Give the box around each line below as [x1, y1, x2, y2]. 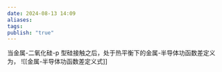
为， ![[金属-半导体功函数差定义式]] [7, 58, 108, 66]
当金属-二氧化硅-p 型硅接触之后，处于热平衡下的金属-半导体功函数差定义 [7, 49, 216, 57]
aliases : [7, 16, 33, 23]
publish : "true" [7, 29, 54, 36]
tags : [7, 23, 23, 29]
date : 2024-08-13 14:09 [7, 10, 76, 17]
